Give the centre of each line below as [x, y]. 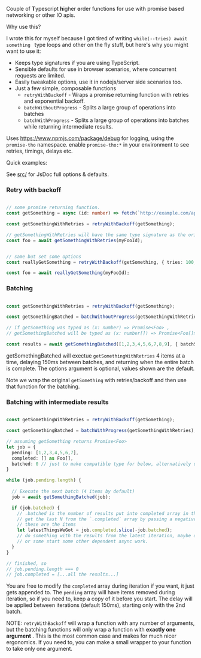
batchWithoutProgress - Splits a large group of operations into [100, 107]
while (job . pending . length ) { [44, 480]
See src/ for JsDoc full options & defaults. [58, 174]
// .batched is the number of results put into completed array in [103, 513]
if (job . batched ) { [36, 508]
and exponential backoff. [54, 101]
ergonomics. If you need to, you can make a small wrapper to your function [99, 642]
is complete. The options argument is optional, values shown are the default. [100, 368]
